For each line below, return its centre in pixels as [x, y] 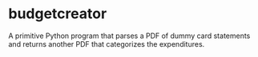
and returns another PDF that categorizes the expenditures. [107, 44]
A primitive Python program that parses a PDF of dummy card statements [129, 36]
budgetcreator [58, 14]
